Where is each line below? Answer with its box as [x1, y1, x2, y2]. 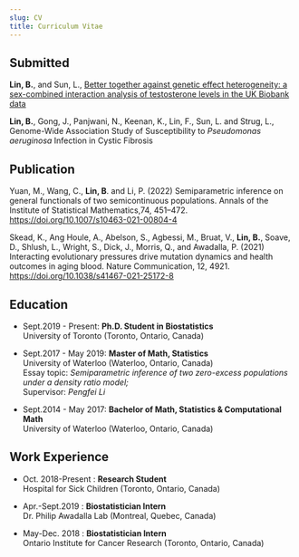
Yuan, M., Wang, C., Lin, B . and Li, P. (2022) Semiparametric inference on [9, 186, 284, 197]
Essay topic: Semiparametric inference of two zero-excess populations [22, 367, 288, 378]
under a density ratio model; [22, 377, 129, 388]
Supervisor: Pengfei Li [22, 386, 106, 397]
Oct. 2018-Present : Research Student [22, 473, 168, 485]
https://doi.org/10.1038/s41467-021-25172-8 [9, 271, 174, 282]
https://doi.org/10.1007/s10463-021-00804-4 [9, 215, 178, 226]
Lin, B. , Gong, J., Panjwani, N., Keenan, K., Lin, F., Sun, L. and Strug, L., [9, 116, 275, 127]
